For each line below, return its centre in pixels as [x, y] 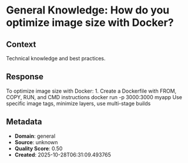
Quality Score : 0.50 [38, 148]
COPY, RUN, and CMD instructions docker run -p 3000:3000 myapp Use [94, 97]
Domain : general [35, 136]
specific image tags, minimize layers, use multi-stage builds [78, 103]
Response [25, 77]
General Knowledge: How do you [88, 10]
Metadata [24, 122]
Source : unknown [36, 142]
